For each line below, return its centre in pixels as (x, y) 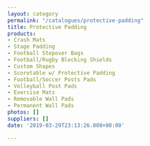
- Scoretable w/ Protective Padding (61, 73)
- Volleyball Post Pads (42, 86)
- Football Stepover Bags (45, 54)
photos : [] (23, 112)
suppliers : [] (28, 118)
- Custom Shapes (31, 66)
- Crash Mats (27, 40)
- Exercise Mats (31, 92)
